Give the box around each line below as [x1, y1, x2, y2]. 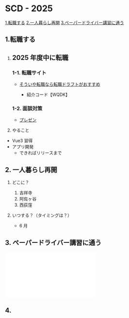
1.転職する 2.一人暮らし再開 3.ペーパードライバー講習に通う [5, 20, 125, 25]
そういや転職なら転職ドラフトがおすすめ [19, 81, 100, 87]
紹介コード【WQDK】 [26, 92, 70, 98]
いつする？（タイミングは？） [12, 213, 72, 219]
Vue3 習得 [12, 138, 33, 144]
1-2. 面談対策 [12, 105, 43, 112]
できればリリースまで [19, 150, 62, 156]
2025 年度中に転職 [12, 53, 69, 61]
